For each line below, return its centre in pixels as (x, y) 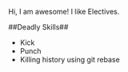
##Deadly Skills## (38, 27)
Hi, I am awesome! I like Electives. (64, 12)
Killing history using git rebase (70, 60)
